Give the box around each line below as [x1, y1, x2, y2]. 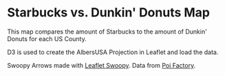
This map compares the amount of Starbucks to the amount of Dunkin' [7, 27, 208, 36]
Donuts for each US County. [7, 34, 87, 42]
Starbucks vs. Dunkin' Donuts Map [7, 5, 211, 21]
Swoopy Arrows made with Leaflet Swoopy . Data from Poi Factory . [7, 61, 196, 69]
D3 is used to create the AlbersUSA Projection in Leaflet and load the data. [7, 48, 219, 56]
